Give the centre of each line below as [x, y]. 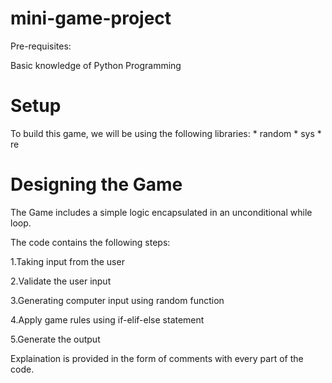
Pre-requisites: [41, 46]
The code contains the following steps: [90, 242]
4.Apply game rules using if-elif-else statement [107, 319]
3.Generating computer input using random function [117, 300]
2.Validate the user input [61, 281]
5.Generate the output [55, 339]
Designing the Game [96, 184]
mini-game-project [91, 18]
